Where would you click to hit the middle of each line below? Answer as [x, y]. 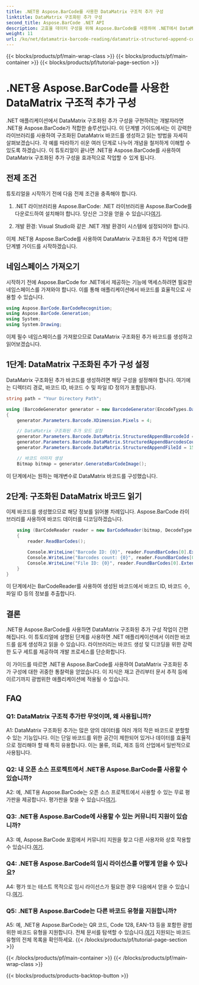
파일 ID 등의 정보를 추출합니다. [41, 594]
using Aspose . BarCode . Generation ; [49, 314]
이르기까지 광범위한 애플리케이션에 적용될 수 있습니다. [68, 679]
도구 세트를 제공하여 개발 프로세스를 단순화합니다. [69, 652]
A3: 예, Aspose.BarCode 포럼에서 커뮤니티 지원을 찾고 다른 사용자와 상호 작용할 [99, 839]
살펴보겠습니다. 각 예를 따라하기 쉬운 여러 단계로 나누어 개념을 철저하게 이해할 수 [99, 142]
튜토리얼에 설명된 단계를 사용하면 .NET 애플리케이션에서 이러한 [107, 637]
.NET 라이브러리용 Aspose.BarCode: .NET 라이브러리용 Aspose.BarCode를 [103, 206]
